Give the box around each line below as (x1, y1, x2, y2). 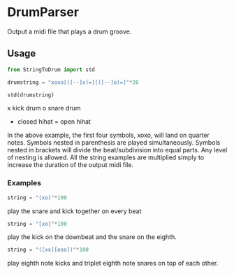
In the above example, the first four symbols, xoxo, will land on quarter (7, 131, 210, 140)
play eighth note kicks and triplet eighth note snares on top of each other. (7, 259, 219, 268)
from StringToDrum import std (7, 66, 96, 73)
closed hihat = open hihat (17, 117, 91, 126)
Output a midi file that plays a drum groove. (7, 27, 132, 36)
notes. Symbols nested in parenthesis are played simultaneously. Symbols (7, 138, 221, 147)
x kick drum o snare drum (7, 104, 81, 113)
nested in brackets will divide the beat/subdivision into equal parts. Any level (7, 146, 228, 154)
